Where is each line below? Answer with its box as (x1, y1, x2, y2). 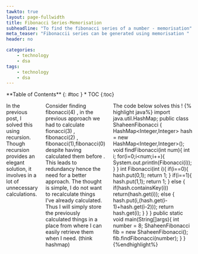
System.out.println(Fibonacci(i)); (113, 159, 192, 166)
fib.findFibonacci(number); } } (113, 235, 186, 242)
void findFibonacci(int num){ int (113, 147, 190, 154)
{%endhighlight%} (113, 241, 158, 248)
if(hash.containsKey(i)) (113, 185, 169, 192)
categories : (6, 47, 36, 53)
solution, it (6, 166, 32, 173)
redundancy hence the (45, 166, 101, 173)
